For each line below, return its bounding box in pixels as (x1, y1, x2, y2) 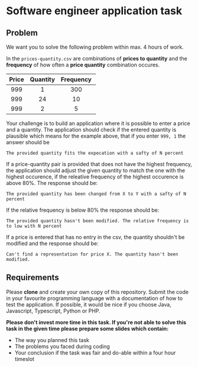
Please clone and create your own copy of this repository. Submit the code (6, 288, 189, 295)
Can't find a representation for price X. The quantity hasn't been (6, 251, 178, 257)
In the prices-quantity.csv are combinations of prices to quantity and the (6, 55, 187, 62)
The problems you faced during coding (14, 343, 111, 350)
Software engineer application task (6, 4, 182, 18)
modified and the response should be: (6, 240, 99, 247)
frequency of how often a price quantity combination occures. (6, 61, 160, 68)
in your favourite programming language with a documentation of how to (6, 295, 183, 302)
